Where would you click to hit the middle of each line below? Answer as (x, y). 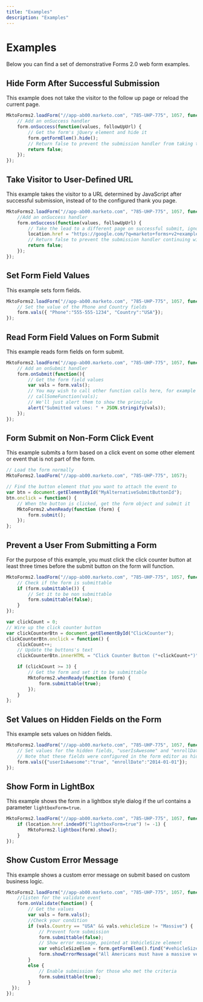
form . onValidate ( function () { (55, 904)
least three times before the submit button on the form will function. (90, 566)
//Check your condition (58, 920)
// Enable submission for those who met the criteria (108, 971)
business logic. (25, 881)
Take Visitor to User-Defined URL (70, 179)
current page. (23, 104)
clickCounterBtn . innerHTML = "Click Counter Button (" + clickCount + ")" (108, 656)
